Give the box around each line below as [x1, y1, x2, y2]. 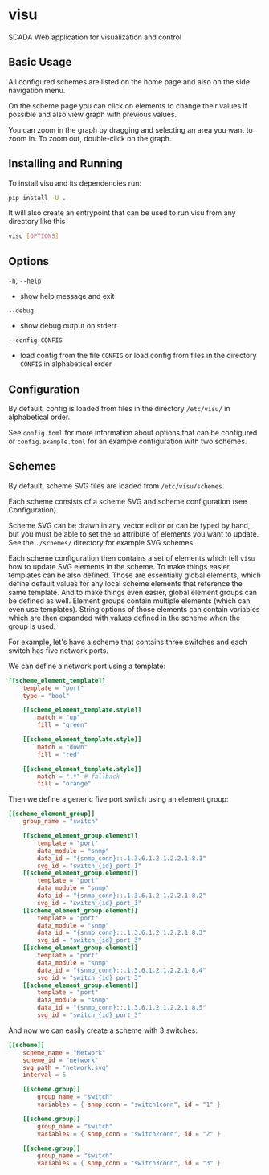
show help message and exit [19, 292, 115, 301]
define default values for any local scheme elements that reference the [8, 578, 243, 588]
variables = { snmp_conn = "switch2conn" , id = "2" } [37, 1130, 221, 1138]
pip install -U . [8, 194, 67, 202]
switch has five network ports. [8, 645, 108, 655]
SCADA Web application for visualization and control [8, 32, 182, 42]
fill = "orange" [37, 780, 92, 788]
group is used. [8, 621, 56, 631]
